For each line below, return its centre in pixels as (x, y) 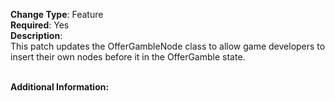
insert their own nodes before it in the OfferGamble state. (128, 57)
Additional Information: (60, 87)
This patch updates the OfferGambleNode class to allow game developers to (168, 46)
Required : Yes (40, 25)
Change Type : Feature (57, 14)
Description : (36, 35)
